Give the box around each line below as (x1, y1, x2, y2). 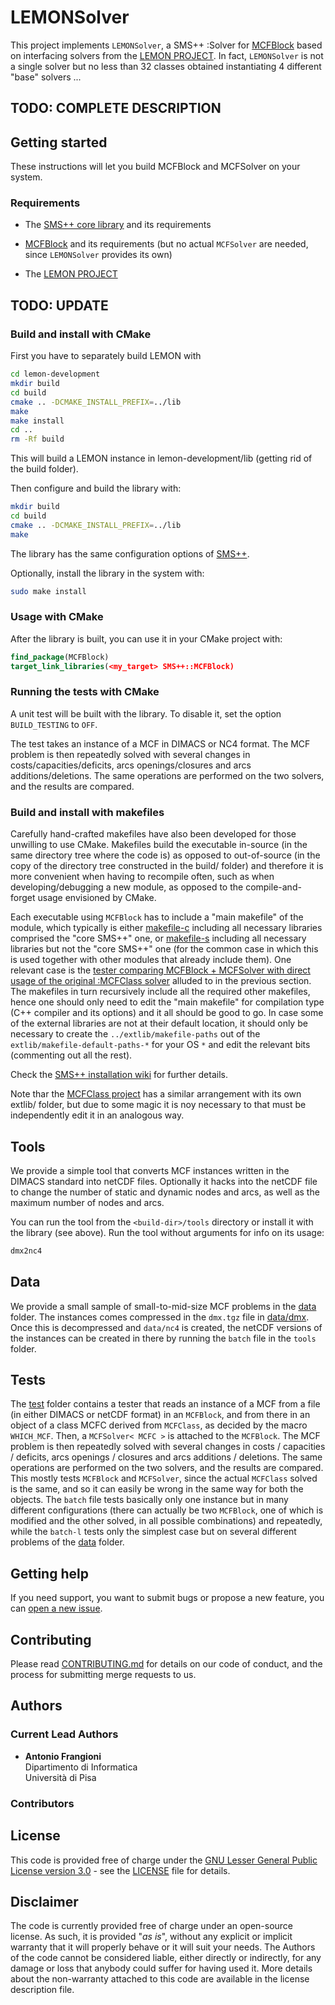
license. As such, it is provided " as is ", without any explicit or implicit (10, 1931, 293, 1943)
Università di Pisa (24, 1771, 97, 1783)
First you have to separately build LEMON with (10, 350, 202, 362)
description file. (10, 1984, 75, 1996)
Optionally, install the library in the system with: (10, 567, 205, 579)
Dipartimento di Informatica (24, 1761, 138, 1773)
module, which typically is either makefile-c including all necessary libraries (10, 922, 323, 934)
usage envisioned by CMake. (37, 892, 157, 904)
